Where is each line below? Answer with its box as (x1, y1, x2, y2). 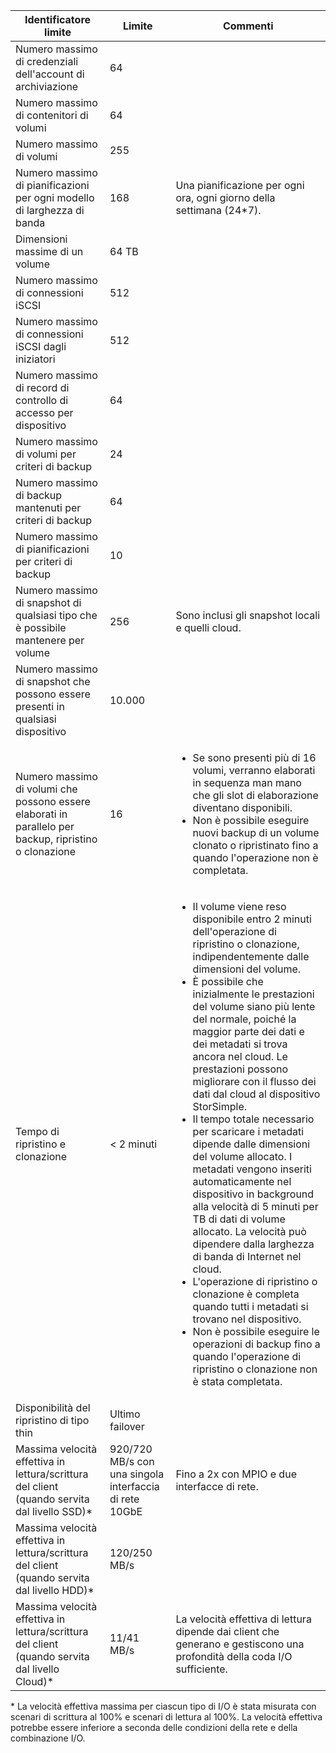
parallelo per (15, 820, 75, 833)
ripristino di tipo (15, 1414, 90, 1427)
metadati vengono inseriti (192, 1162, 312, 1176)
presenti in (15, 700, 65, 713)
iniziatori (15, 352, 56, 366)
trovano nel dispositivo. (192, 1312, 302, 1326)
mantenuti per (15, 501, 82, 514)
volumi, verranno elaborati (192, 764, 316, 777)
